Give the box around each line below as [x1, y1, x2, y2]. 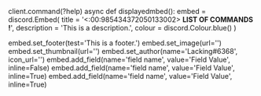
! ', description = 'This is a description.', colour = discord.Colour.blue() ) [8, 23, 237, 32]
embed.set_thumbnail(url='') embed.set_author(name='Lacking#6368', [8, 47, 238, 55]
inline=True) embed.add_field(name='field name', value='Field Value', [8, 72, 233, 80]
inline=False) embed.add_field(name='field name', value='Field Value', [8, 63, 235, 73]
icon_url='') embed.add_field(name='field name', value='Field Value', [8, 55, 230, 64]
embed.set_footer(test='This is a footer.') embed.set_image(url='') [8, 38, 222, 48]
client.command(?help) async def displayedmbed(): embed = [8, 7, 207, 16]
